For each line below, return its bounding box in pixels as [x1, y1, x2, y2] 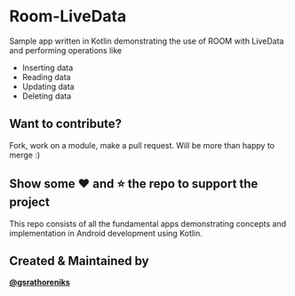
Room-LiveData [9, 6, 127, 27]
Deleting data [21, 91, 72, 101]
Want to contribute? [9, 116, 123, 132]
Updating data [21, 81, 75, 92]
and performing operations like [9, 44, 123, 55]
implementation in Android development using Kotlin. [9, 228, 203, 238]
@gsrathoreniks [9, 277, 71, 288]
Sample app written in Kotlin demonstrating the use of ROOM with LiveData [9, 36, 284, 46]
